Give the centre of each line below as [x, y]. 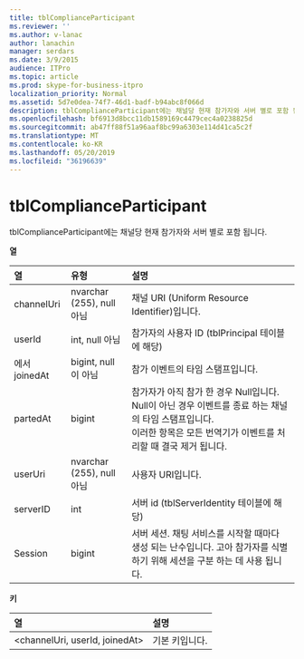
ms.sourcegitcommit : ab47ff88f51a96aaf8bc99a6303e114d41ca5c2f [131, 128]
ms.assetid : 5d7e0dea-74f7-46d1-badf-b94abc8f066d [107, 102]
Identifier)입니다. [166, 312]
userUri [30, 474]
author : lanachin [42, 43]
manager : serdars [42, 52]
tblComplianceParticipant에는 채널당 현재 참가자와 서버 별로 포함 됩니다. [138, 232]
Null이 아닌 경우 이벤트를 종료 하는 [200, 406]
